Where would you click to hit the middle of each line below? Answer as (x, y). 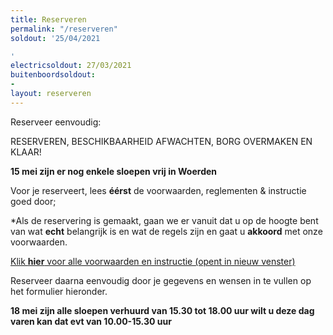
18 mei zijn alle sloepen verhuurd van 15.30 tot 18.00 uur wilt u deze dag (162, 310)
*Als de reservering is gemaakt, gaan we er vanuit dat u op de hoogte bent (164, 220)
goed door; (33, 201)
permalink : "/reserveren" (64, 29)
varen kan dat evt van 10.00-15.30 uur (91, 321)
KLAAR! (26, 152)
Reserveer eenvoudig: (56, 122)
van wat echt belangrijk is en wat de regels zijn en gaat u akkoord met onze (166, 231)
